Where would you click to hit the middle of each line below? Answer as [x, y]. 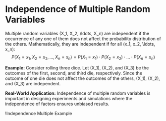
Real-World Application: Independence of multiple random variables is [78, 93]
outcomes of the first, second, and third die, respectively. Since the [74, 73]
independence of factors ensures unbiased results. [57, 104]
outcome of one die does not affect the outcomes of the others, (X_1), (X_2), [83, 78]
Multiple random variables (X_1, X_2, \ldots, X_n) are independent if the [77, 33]
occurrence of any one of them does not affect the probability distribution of [83, 39]
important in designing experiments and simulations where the [69, 98]
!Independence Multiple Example [39, 113]
